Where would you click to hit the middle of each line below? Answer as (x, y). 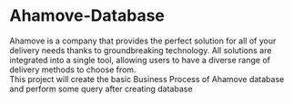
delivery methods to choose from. (73, 70)
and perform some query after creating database (101, 89)
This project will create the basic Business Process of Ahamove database (147, 79)
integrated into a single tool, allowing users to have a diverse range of (140, 60)
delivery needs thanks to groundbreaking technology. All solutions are (141, 50)
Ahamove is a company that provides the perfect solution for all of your (143, 41)
